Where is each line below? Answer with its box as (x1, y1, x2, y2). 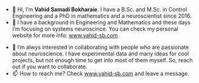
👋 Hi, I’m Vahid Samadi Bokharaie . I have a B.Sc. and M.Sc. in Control (12, 6, 187, 13)
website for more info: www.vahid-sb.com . (12, 32, 120, 39)
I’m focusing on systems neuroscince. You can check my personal (12, 25, 178, 32)
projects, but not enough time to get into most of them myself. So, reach (12, 57, 193, 63)
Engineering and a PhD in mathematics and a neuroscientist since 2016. (12, 12, 192, 20)
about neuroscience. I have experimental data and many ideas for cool (12, 50, 189, 57)
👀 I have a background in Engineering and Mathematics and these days (12, 19, 190, 26)
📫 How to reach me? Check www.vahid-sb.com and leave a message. (12, 70, 190, 77)
